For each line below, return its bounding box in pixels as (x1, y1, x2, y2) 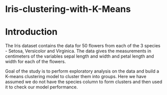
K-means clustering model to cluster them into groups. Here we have (5, 74, 147, 80)
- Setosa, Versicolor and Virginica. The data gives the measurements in (5, 48, 152, 54)
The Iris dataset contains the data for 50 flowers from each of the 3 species (5, 43, 161, 49)
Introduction (5, 26, 58, 38)
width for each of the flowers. (5, 59, 66, 65)
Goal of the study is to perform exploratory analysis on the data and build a (5, 68, 160, 74)
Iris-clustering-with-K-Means (5, 3, 131, 15)
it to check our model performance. (5, 84, 78, 90)
